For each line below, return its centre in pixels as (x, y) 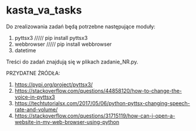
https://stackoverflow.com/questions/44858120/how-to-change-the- (98, 90)
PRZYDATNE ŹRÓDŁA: (33, 73)
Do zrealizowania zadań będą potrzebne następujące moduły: (81, 26)
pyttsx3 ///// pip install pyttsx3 (51, 38)
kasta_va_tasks (44, 10)
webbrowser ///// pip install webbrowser (63, 44)
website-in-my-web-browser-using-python (67, 122)
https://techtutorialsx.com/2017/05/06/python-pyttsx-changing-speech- (102, 103)
